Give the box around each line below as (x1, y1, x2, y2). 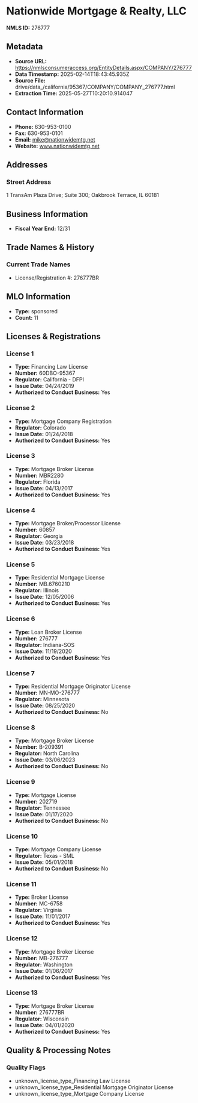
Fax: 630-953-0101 (14, 130, 63, 137)
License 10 (6, 832, 38, 840)
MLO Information (6, 292, 71, 302)
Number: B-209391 (14, 743, 64, 751)
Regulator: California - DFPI (14, 376, 84, 383)
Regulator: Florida (14, 478, 61, 486)
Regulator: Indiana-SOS (14, 641, 75, 648)
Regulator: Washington (14, 961, 73, 968)
